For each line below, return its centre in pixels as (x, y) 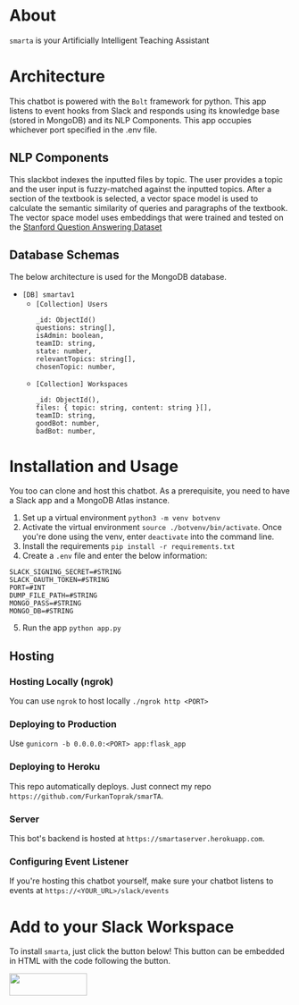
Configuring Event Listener (69, 861)
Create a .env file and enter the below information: (115, 556)
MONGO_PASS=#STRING (46, 604)
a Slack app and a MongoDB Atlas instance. (90, 501)
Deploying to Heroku (55, 767)
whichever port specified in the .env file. (83, 130)
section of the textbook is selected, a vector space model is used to (134, 198)
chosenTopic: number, (75, 367)
